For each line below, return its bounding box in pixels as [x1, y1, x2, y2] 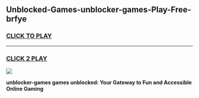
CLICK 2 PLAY [6, 54, 47, 62]
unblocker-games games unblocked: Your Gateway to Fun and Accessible [6, 78, 192, 86]
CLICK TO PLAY [6, 32, 52, 40]
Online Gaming [6, 85, 44, 92]
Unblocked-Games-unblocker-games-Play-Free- [6, 5, 191, 15]
